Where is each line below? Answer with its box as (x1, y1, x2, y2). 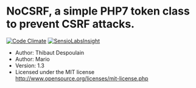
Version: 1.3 (15, 62, 44, 69)
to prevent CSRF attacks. (6, 17, 135, 31)
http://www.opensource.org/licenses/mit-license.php (15, 75, 149, 82)
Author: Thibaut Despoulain (15, 49, 85, 56)
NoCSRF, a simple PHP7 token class (6, 4, 190, 18)
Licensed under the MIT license (15, 68, 95, 75)
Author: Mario (15, 55, 50, 63)
